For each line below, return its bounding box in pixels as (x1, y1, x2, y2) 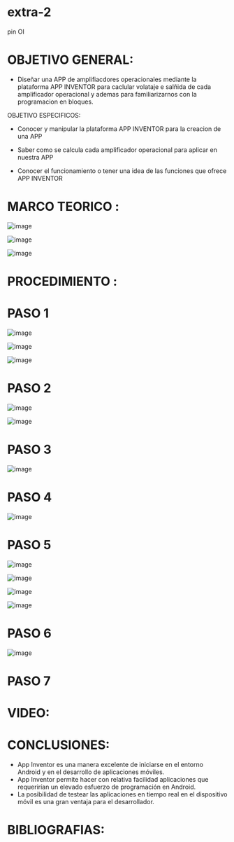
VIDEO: (7, 705, 50, 721)
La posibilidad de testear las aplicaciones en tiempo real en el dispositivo (17, 789, 228, 799)
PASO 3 (7, 442, 52, 457)
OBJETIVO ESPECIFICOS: (7, 111, 81, 119)
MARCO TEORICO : (7, 199, 120, 214)
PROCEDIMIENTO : (7, 274, 117, 289)
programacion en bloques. (17, 97, 94, 106)
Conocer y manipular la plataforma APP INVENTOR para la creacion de (17, 124, 221, 133)
